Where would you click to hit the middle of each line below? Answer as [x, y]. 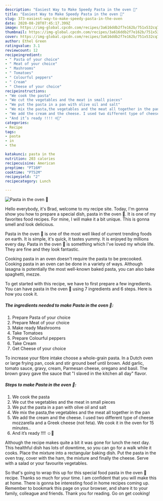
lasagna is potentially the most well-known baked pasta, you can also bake [80, 269]
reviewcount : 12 [21, 50]
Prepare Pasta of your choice [41, 317]
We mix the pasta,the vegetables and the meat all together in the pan [81, 412]
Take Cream [24, 343]
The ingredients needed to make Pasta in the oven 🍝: [59, 305]
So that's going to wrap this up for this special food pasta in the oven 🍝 [76, 472]
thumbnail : [16, 32]
